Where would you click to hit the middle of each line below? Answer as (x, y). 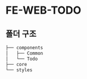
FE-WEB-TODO (44, 10)
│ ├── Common (24, 53)
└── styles (19, 70)
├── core (16, 64)
